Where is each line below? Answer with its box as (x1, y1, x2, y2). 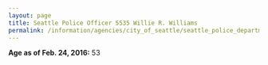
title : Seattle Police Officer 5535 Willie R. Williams (8, 19, 198, 27)
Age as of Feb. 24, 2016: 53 (8, 48, 101, 58)
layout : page (8, 11, 52, 20)
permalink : (8, 26, 45, 34)
